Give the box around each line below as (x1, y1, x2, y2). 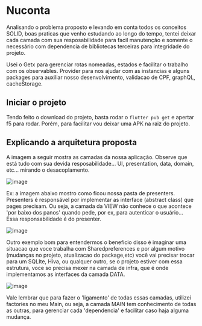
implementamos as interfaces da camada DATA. (6, 271, 125, 278)
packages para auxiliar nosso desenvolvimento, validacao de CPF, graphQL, (6, 74, 196, 81)
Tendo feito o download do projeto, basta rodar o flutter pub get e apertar (6, 113, 194, 121)
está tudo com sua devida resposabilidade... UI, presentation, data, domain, (6, 160, 194, 167)
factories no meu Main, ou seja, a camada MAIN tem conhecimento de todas (6, 300, 197, 307)
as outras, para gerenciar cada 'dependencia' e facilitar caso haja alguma (6, 307, 189, 314)
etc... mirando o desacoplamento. (6, 166, 90, 174)
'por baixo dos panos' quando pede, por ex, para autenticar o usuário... (6, 208, 184, 216)
